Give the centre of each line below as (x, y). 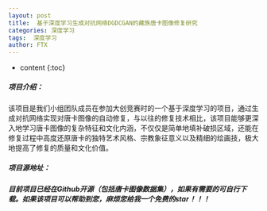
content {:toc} (43, 67)
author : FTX (28, 45)
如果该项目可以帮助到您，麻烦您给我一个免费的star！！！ (116, 199)
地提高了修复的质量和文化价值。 (60, 148)
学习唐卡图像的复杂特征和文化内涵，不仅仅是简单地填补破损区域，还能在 (140, 129)
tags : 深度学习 (33, 38)
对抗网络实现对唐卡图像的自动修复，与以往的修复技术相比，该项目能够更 (133, 118)
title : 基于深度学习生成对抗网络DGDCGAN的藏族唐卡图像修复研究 (103, 23)
